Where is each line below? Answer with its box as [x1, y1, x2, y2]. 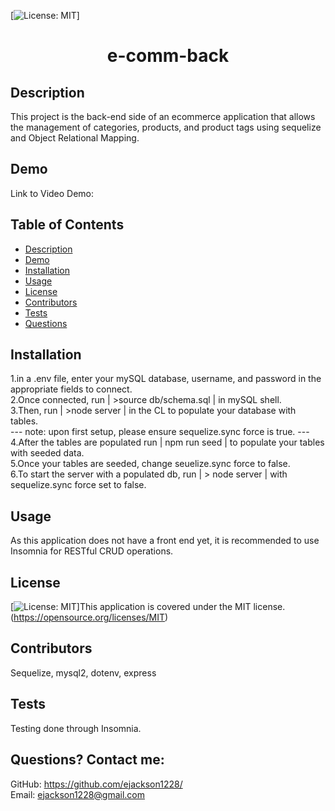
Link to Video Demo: [10, 187, 95, 199]
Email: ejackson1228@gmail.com [10, 788, 146, 800]
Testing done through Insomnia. [10, 722, 142, 734]
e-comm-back [106, 45, 230, 67]
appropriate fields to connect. [10, 383, 133, 395]
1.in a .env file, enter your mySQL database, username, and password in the [10, 373, 322, 385]
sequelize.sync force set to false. [10, 479, 147, 491]
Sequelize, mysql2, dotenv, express [10, 666, 157, 679]
